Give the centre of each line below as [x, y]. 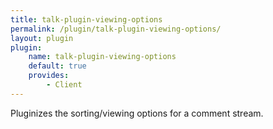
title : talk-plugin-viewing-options [86, 19]
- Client [64, 85]
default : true [57, 66]
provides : [49, 76]
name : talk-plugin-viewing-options [102, 57]
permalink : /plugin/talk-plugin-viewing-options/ [116, 29]
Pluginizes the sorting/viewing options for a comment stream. [137, 113]
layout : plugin [42, 38]
